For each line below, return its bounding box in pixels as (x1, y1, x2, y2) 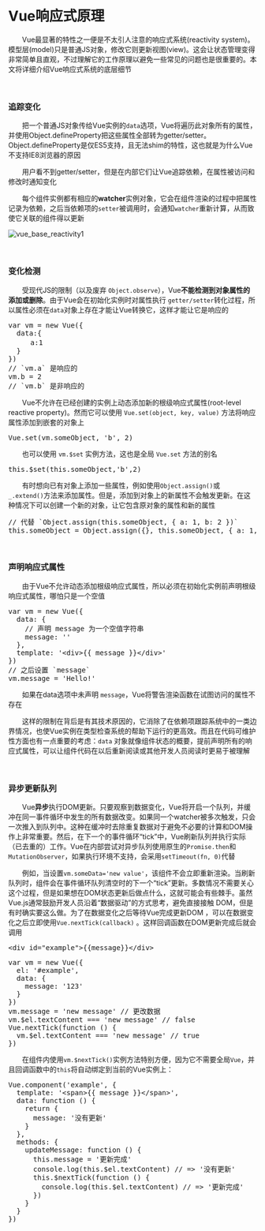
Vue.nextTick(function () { (8, 1023, 117, 1032)
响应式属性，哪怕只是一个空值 (8, 591, 105, 601)
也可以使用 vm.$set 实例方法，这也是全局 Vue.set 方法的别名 (21, 449, 218, 458)
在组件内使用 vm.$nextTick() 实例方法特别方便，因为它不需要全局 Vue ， (21, 1055, 248, 1064)
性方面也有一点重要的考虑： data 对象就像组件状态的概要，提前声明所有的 (8, 735, 246, 746)
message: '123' (24, 982, 84, 991)
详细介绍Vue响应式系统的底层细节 (21, 64, 132, 73)
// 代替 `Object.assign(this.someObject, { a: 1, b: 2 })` (8, 518, 239, 526)
